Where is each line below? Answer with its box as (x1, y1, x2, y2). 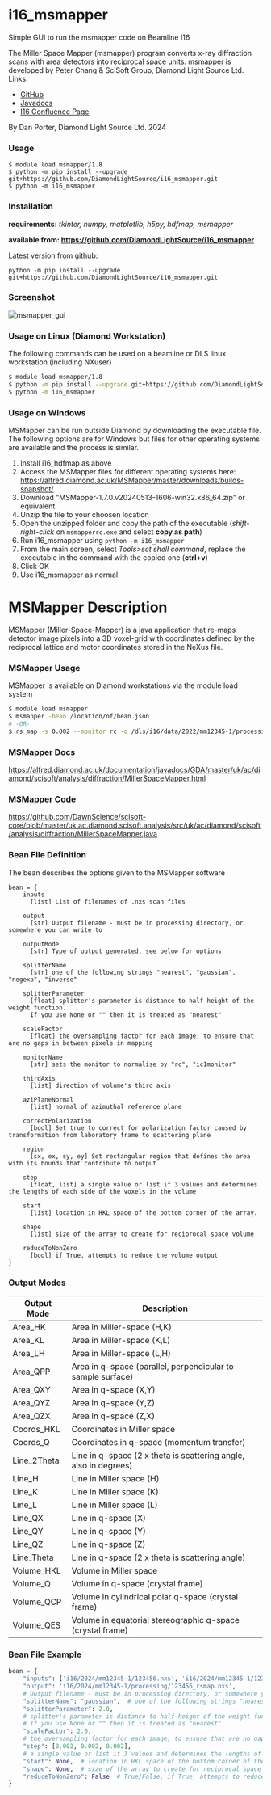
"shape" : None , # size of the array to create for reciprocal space (23, 1764, 262, 1773)
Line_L (12, 1499, 38, 1511)
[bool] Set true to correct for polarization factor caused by (29, 1123, 248, 1132)
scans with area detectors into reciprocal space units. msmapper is (8, 57, 231, 66)
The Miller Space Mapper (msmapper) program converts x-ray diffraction (8, 48, 252, 57)
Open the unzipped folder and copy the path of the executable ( (19, 519, 232, 529)
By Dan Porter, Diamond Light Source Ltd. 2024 (8, 122, 167, 132)
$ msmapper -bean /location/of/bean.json (8, 713, 150, 721)
